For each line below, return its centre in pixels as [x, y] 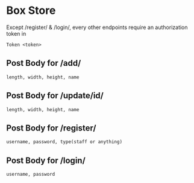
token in [16, 33]
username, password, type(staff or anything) [64, 142]
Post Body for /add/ [44, 63]
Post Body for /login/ [46, 160]
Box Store [31, 11]
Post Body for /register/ [51, 128]
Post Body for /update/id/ [55, 96]
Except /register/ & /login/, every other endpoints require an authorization [97, 27]
